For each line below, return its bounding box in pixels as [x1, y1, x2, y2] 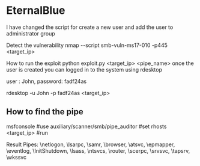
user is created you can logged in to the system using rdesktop [6, 66, 163, 73]
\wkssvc [6, 153, 27, 161]
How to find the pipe [6, 106, 83, 117]
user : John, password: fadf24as [6, 78, 87, 85]
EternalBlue [6, 4, 65, 17]
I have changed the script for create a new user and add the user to [6, 23, 174, 31]
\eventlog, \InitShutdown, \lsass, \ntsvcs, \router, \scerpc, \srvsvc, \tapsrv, [6, 147, 190, 154]
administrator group [6, 29, 55, 37]
